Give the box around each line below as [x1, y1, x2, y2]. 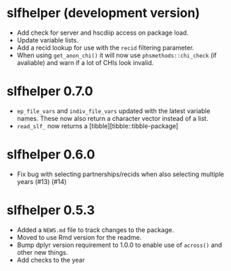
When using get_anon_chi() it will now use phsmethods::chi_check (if [16, 51, 217, 59]
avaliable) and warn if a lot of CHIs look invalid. [16, 58, 154, 67]
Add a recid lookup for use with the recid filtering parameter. [16, 43, 195, 52]
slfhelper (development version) [6, 5, 201, 21]
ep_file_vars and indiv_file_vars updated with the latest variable [16, 106, 211, 115]
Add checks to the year [16, 255, 85, 264]
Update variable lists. [16, 35, 79, 44]
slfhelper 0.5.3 [6, 202, 95, 218]
